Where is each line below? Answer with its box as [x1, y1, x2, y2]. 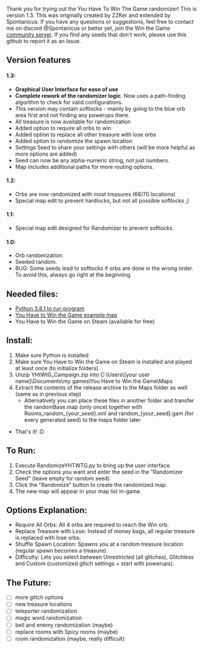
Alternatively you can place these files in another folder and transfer [24, 396, 195, 404]
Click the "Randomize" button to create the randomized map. [15, 481, 168, 488]
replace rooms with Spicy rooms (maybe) [15, 628, 118, 635]
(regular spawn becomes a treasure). [15, 547, 108, 554]
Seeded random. [15, 258, 58, 266]
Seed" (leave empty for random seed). [15, 474, 111, 482]
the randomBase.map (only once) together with [24, 403, 142, 410]
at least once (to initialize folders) [15, 364, 99, 371]
